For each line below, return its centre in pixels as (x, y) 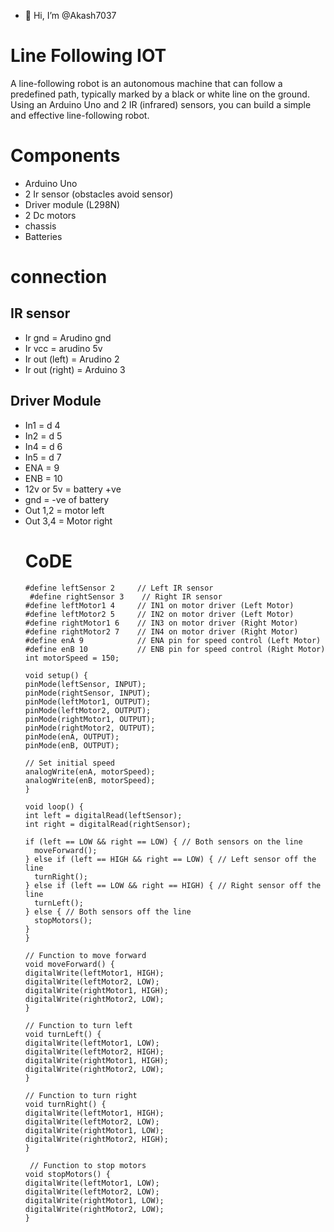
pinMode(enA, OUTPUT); (72, 736)
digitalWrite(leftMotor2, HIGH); (94, 1051)
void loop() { (54, 806)
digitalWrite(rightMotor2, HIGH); (96, 1139)
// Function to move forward (85, 955)
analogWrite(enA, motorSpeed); (90, 771)
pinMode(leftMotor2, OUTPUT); (88, 710)
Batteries (43, 236)
